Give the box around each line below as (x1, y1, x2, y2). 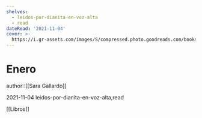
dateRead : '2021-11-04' (6, 25, 66, 32)
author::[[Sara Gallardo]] (6, 82, 67, 89)
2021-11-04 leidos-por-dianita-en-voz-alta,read (6, 93, 124, 101)
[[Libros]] (6, 105, 30, 113)
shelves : (6, 8, 28, 15)
